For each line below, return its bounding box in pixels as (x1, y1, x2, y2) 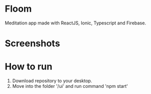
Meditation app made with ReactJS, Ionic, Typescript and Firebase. (5, 20, 146, 26)
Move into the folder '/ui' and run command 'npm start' (12, 83, 128, 89)
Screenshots (5, 38, 60, 49)
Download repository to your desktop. (12, 78, 93, 84)
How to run (5, 61, 53, 73)
